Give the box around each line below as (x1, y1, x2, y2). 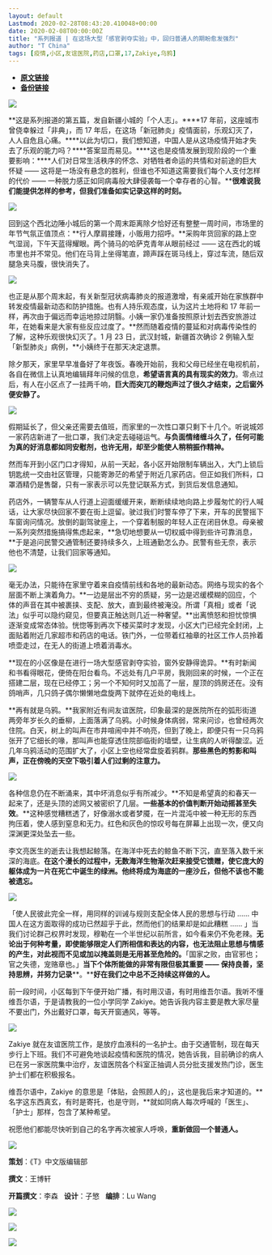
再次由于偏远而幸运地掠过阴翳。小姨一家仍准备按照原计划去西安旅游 (22, 312, 249, 321)
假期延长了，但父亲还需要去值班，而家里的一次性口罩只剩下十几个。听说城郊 (8, 422, 264, 432)
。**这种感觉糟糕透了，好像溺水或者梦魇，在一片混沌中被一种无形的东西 (15, 809, 257, 818)
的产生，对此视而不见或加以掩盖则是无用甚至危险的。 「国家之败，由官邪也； (8, 949, 261, 959)
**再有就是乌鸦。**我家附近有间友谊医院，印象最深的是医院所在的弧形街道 (8, 705, 257, 715)
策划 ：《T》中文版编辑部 (8, 1157, 88, 1166)
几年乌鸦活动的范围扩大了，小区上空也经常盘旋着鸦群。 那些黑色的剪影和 (8, 746, 249, 755)
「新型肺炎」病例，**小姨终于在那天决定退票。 (8, 342, 165, 351)
